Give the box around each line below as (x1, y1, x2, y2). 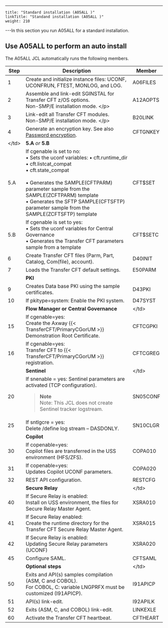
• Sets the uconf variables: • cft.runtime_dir (25, 154, 127, 161)
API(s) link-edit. (25, 598, 63, 605)
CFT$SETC (132, 231, 159, 238)
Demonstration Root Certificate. (25, 332, 100, 339)
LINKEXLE (132, 606, 156, 613)
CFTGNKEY (132, 128, 160, 135)
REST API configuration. (25, 476, 82, 483)
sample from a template (25, 244, 81, 251)
